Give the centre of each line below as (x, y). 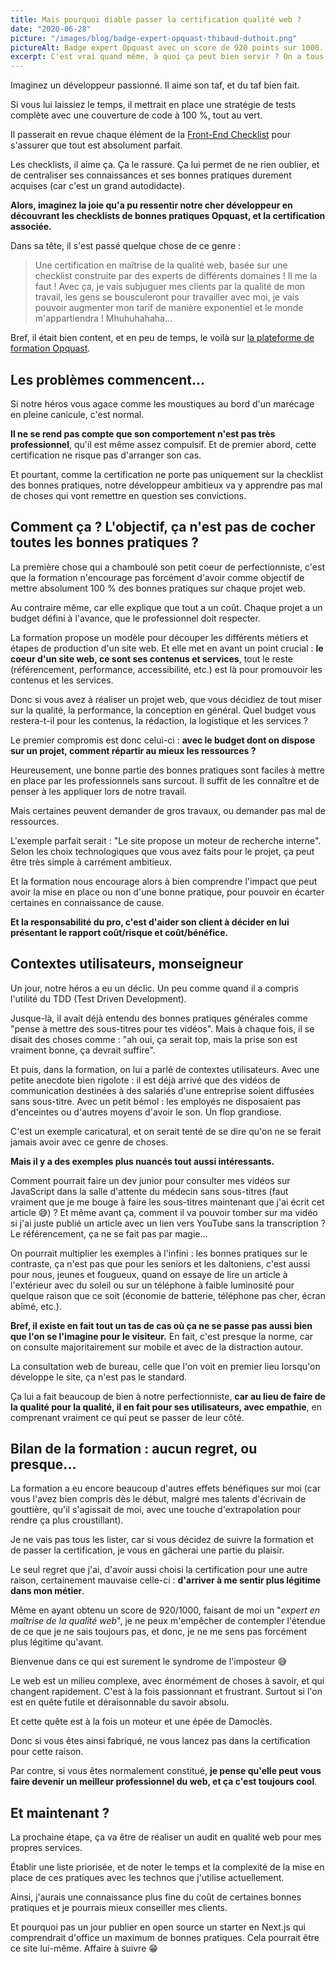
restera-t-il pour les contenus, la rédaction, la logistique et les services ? (159, 720)
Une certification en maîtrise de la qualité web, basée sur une (161, 265)
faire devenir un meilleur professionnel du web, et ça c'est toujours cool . (164, 1782)
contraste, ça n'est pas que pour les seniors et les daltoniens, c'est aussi (160, 1263)
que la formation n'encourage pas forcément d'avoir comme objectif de (157, 577)
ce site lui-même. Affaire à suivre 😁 (84, 1948)
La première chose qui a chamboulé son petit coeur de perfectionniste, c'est (167, 567)
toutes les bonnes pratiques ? (104, 542)
